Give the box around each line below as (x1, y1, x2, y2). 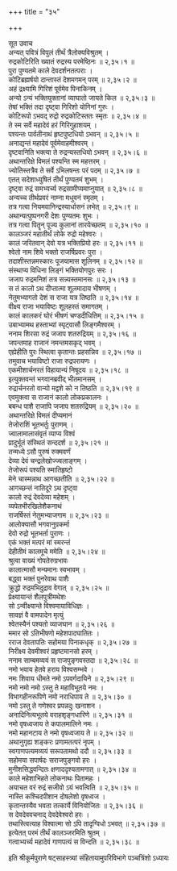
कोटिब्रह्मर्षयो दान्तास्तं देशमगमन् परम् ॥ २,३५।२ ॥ (8, 75, 137, 84)
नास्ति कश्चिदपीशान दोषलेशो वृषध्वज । (8, 792, 106, 801)
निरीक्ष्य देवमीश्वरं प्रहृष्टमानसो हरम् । (8, 647, 99, 656)
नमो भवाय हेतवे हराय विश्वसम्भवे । (8, 665, 94, 674)
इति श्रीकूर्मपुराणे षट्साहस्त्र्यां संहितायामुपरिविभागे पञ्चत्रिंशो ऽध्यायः (8, 853, 170, 862)
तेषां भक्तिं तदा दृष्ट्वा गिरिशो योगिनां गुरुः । (8, 102, 114, 111)
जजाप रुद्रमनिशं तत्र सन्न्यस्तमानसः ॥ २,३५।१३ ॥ (8, 274, 136, 284)
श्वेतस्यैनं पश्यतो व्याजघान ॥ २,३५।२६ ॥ (8, 619, 115, 628)
